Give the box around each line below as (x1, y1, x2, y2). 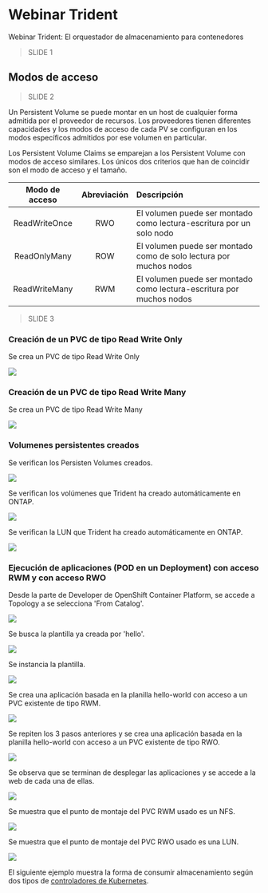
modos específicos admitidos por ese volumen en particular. (8, 132, 207, 142)
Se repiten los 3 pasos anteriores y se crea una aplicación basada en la (8, 729, 242, 738)
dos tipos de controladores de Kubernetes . (8, 875, 149, 885)
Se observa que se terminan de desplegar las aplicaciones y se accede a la (8, 768, 257, 777)
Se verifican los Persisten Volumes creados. (8, 457, 153, 468)
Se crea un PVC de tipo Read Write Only (8, 352, 140, 362)
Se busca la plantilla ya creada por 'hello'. (8, 629, 145, 638)
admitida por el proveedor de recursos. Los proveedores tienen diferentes (8, 116, 251, 125)
